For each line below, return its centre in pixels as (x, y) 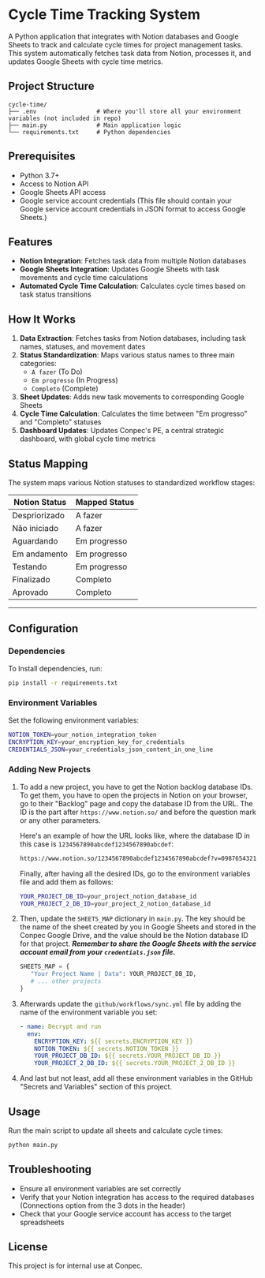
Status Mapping (48, 463)
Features (30, 242)
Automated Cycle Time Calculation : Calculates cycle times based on (132, 286)
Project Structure (51, 86)
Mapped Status (105, 502)
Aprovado (30, 592)
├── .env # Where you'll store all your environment (125, 111)
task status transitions (56, 294)
